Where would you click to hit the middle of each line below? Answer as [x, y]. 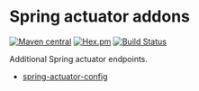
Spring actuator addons [100, 17]
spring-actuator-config [65, 76]
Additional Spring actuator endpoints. [79, 59]
